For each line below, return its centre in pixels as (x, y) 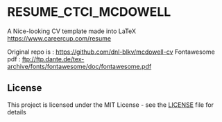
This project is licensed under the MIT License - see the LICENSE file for (110, 105)
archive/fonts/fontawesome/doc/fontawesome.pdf (79, 66)
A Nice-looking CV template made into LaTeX (72, 31)
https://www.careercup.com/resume (59, 38)
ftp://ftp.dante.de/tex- (53, 59)
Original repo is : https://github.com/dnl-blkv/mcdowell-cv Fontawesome (111, 52)
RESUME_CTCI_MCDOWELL (89, 12)
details (17, 112)
